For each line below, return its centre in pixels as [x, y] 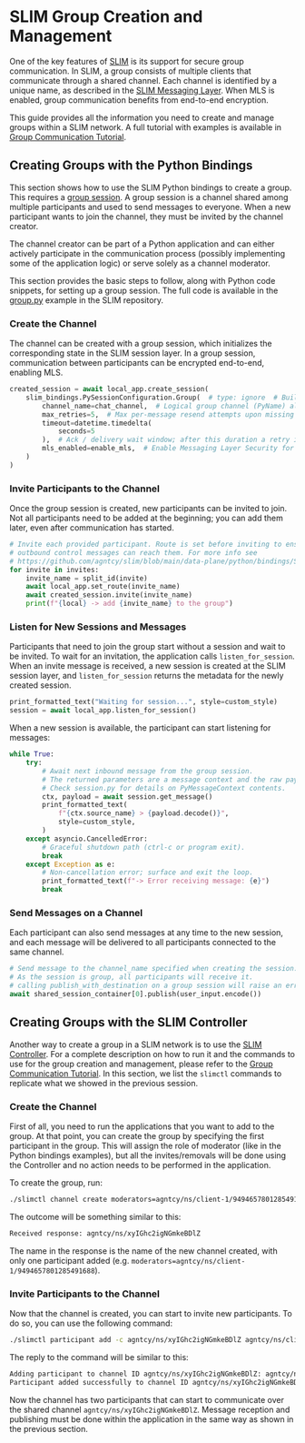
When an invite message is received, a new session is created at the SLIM [148, 666]
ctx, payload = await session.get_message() [128, 797]
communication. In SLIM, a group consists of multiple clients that [130, 71]
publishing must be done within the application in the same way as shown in [152, 1419]
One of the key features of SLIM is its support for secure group [127, 61]
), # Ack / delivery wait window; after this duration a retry [166, 440]
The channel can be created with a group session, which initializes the [141, 344]
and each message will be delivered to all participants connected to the [143, 943]
